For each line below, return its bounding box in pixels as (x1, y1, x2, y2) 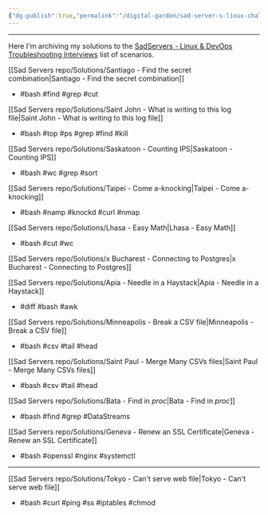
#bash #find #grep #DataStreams (19, 411, 130, 421)
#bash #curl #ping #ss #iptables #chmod (19, 497, 156, 507)
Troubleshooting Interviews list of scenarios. (8, 50, 154, 59)
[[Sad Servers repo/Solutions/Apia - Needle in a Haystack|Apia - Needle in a (8, 277, 259, 287)
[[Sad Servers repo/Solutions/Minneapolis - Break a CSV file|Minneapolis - (8, 317, 254, 327)
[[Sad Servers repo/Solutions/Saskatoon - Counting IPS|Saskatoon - (8, 144, 233, 153)
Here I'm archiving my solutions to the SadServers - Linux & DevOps (8, 41, 233, 50)
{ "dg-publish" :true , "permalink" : (8, 11, 120, 20)
